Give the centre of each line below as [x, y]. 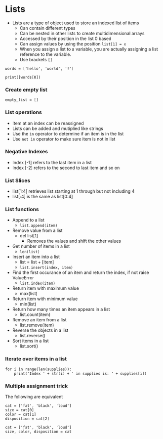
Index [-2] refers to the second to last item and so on [66, 168]
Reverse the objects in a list [40, 330]
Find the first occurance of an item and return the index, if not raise [81, 272]
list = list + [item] [37, 262]
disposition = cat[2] [27, 419]
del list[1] [29, 236]
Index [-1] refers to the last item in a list [52, 162]
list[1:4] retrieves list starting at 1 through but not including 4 [73, 191]
